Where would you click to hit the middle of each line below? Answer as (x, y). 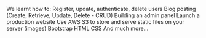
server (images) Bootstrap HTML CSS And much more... (77, 28)
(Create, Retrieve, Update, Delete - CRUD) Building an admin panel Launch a (103, 15)
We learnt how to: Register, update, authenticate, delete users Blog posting (101, 9)
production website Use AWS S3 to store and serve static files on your (95, 22)
